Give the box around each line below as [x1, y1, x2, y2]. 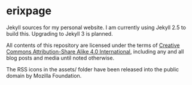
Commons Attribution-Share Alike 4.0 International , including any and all [6, 48, 184, 55]
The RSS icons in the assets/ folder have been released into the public [6, 65, 179, 73]
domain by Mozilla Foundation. [6, 72, 82, 79]
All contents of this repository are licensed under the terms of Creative [6, 42, 180, 49]
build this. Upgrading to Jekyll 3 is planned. [6, 30, 113, 37]
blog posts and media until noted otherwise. [6, 54, 115, 61]
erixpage [6, 4, 52, 18]
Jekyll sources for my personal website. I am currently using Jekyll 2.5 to [6, 24, 187, 31]
